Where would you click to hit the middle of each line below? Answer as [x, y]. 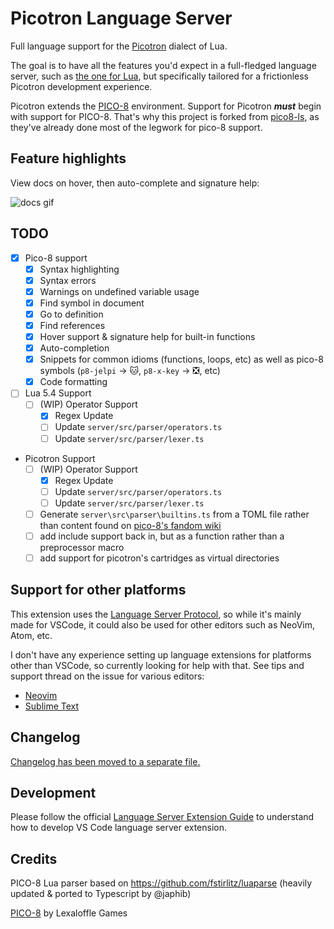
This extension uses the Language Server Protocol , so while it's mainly [156, 614]
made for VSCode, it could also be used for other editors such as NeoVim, [162, 624]
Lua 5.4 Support [58, 393]
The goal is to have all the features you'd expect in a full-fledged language [163, 65]
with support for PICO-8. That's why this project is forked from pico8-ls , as [165, 116]
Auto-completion [74, 348]
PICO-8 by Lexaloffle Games [69, 913]
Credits [34, 858]
